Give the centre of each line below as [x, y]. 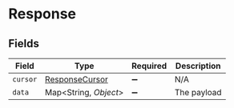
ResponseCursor [77, 79]
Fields [24, 44]
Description [198, 66]
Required [149, 66]
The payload [198, 92]
